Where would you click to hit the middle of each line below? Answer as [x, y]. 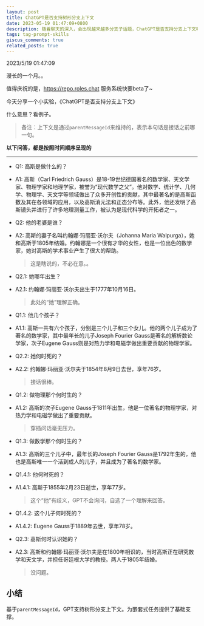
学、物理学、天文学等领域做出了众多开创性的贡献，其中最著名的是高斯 [103, 194]
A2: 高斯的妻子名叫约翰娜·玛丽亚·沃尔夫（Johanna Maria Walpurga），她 [105, 235]
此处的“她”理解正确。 [56, 302]
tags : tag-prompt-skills [38, 35]
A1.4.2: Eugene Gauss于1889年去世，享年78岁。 [76, 526]
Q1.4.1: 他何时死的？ [40, 474]
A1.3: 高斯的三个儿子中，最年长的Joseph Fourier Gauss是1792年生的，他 [106, 454]
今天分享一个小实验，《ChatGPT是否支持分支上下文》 [72, 101]
